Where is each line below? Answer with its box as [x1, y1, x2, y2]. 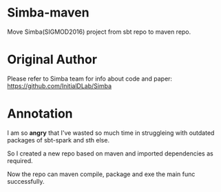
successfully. [7, 177, 45, 185]
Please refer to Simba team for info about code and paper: [7, 74, 173, 83]
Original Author [7, 52, 98, 67]
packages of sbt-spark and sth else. [7, 136, 110, 144]
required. [7, 156, 33, 164]
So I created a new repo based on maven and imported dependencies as [7, 149, 213, 158]
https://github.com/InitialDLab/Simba [7, 81, 112, 90]
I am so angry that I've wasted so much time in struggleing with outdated [7, 129, 215, 137]
